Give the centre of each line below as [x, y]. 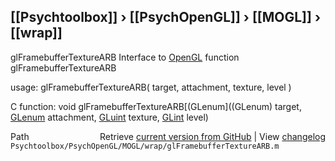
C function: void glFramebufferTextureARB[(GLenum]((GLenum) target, [156, 106]
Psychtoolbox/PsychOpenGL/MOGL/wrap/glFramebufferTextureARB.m [145, 146]
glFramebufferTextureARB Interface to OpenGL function [125, 57]
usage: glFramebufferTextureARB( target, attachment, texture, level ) [151, 87]
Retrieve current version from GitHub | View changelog [212, 136]
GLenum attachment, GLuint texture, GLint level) [109, 117]
